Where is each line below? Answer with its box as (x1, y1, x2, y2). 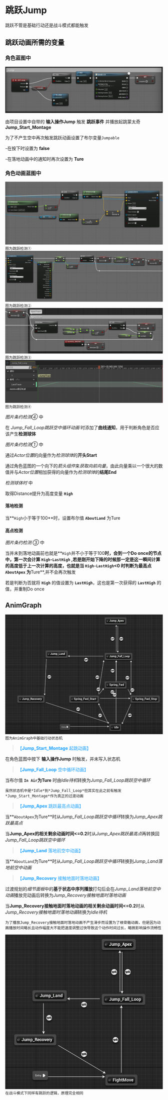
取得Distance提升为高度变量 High (5, 490, 73, 496)
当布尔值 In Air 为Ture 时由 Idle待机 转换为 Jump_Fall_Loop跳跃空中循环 (5, 777, 151, 783)
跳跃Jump (5, 5, 47, 16)
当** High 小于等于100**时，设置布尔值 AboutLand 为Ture (5, 515, 120, 521)
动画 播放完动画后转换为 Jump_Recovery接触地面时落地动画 (5, 892, 126, 898)
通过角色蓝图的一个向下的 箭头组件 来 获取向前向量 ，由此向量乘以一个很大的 (5, 463, 158, 469)
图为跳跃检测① (5, 246, 31, 251)
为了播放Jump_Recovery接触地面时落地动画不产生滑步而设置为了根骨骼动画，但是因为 (5, 920, 157, 925)
